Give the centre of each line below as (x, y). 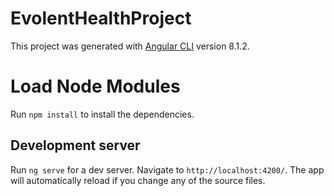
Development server (75, 145)
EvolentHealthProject (101, 18)
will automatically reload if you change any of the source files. (138, 180)
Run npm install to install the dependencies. (102, 114)
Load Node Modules (95, 86)
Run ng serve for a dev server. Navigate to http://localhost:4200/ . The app (167, 169)
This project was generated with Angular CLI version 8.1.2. (130, 46)
